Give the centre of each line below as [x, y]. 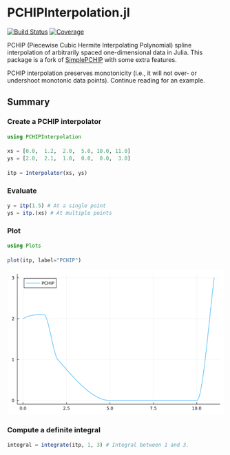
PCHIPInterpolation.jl [69, 13]
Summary [29, 102]
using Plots [24, 246]
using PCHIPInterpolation [44, 137]
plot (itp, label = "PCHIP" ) [44, 260]
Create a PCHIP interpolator [54, 122]
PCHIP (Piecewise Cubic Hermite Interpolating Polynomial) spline [100, 45]
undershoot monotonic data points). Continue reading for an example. [106, 80]
